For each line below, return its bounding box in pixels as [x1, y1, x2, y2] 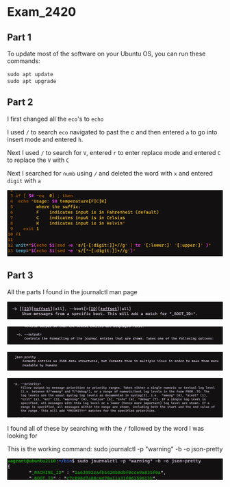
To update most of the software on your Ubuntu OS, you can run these [7, 49, 206, 58]
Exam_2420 [7, 4, 77, 20]
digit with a [7, 176, 41, 185]
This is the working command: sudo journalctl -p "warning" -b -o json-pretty [7, 445, 223, 453]
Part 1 [7, 32, 32, 43]
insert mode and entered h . [7, 135, 84, 143]
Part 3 [7, 270, 34, 281]
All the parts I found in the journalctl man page [7, 287, 138, 296]
